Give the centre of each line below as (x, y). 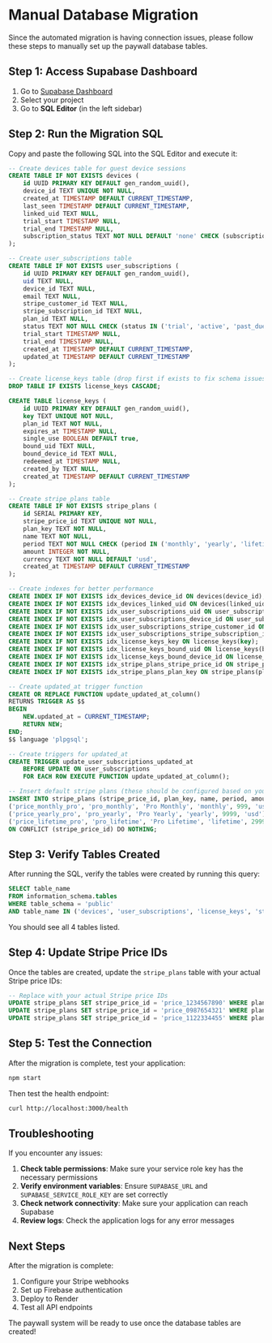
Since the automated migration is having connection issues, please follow (131, 37)
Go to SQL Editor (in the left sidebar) (81, 108)
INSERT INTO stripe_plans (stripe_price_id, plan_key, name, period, (128, 799)
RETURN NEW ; (43, 724)
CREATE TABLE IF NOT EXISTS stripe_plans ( (83, 506)
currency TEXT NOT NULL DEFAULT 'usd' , (90, 559)
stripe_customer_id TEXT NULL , (76, 304)
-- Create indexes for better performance (81, 589)
